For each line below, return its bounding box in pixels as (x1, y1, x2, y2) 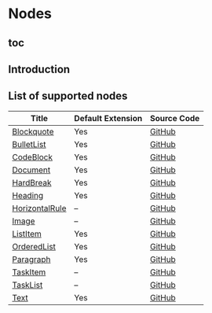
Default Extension (74, 112, 143, 123)
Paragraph (12, 253, 51, 264)
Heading (12, 190, 44, 201)
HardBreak (12, 177, 52, 188)
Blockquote (12, 126, 54, 137)
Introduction (8, 62, 71, 75)
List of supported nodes (8, 90, 128, 103)
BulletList (12, 138, 46, 149)
